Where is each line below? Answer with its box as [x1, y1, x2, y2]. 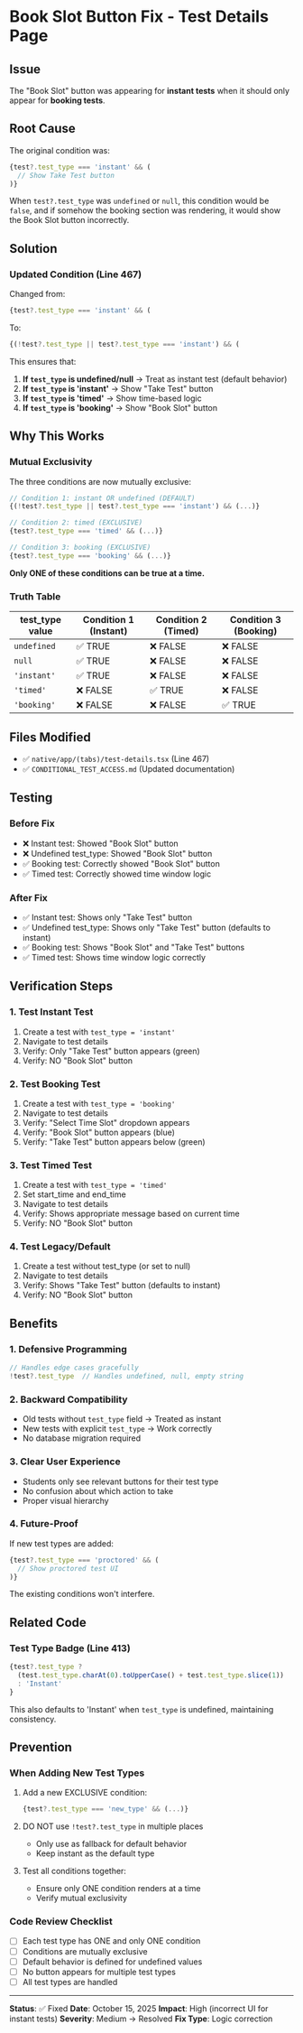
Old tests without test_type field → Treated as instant [22, 1414, 222, 1425]
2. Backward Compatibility [9, 1393, 128, 1406]
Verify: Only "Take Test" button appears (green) [22, 1045, 200, 1056]
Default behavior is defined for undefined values [22, 1956, 203, 1967]
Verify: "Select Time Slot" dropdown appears [22, 1117, 190, 1128]
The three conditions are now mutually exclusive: [9, 476, 192, 487]
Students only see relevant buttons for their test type [22, 1476, 219, 1487]
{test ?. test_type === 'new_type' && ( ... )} [22, 1805, 189, 1814]
